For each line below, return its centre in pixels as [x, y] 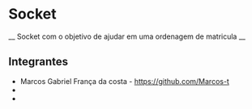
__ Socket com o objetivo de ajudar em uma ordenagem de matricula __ [127, 36]
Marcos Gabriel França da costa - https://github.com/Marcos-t [124, 81]
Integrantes [38, 62]
